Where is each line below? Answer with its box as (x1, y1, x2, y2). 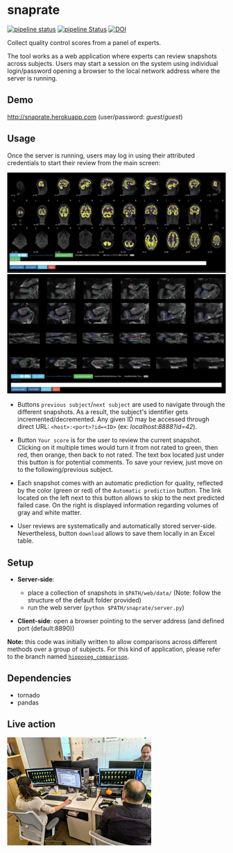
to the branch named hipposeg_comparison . (7, 652, 130, 661)
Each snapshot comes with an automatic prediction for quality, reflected (17, 479, 223, 487)
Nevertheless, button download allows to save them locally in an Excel (17, 530, 215, 538)
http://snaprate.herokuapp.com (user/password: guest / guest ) (7, 112, 183, 121)
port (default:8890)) (17, 624, 75, 633)
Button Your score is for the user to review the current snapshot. (17, 436, 202, 444)
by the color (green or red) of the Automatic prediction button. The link (17, 487, 222, 495)
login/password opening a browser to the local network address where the (7, 67, 221, 75)
